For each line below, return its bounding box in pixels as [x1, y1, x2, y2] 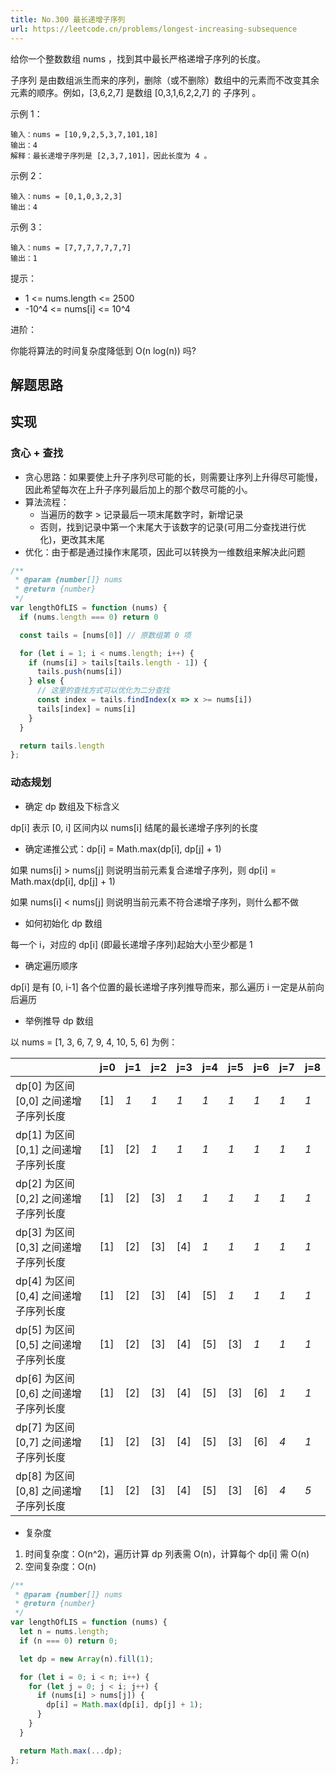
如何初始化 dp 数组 [24, 917, 103, 929]
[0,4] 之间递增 [15, 1289, 82, 1303]
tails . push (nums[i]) [36, 667, 123, 677]
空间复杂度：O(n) [24, 1560, 97, 1572]
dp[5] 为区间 [15, 1322, 75, 1336]
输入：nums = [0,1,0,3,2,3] [10, 191, 123, 201]
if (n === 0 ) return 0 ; [19, 1636, 118, 1646]
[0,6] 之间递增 [15, 1386, 82, 1400]
